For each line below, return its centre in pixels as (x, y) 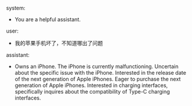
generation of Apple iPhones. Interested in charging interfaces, (91, 85)
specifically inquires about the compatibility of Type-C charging (92, 91)
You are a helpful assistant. (48, 19)
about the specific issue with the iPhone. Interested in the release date (100, 73)
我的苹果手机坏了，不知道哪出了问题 (59, 43)
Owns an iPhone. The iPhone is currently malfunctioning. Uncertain (97, 66)
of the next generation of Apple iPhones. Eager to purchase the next (98, 79)
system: (16, 8)
